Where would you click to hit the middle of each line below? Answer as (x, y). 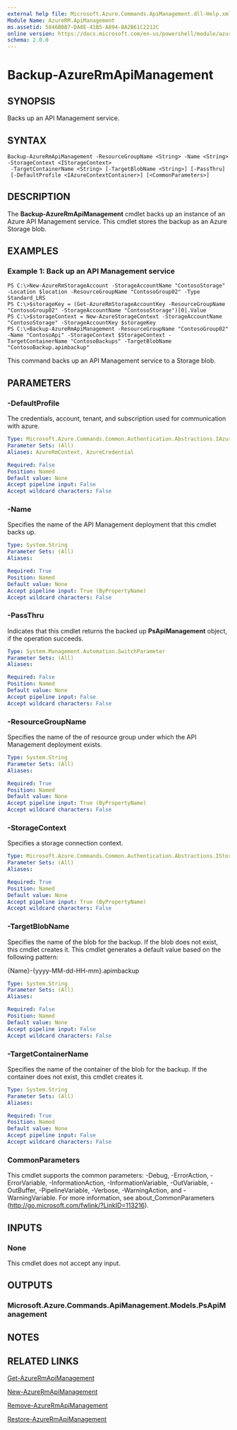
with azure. (24, 426)
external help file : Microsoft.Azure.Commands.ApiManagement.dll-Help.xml (120, 14)
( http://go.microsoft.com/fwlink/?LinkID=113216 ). (78, 1205)
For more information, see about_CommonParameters (137, 1198)
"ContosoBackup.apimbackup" (49, 348)
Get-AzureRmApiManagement (51, 1378)
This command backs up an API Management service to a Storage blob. (112, 361)
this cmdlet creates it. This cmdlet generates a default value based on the (114, 949)
